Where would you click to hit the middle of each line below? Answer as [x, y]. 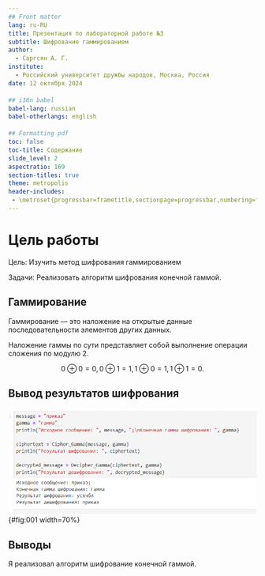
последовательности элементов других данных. [90, 329]
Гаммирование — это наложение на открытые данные [100, 321]
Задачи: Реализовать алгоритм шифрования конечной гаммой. [115, 277]
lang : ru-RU [28, 25]
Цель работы [54, 240]
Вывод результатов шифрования [94, 394]
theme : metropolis [38, 183]
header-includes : [37, 192]
